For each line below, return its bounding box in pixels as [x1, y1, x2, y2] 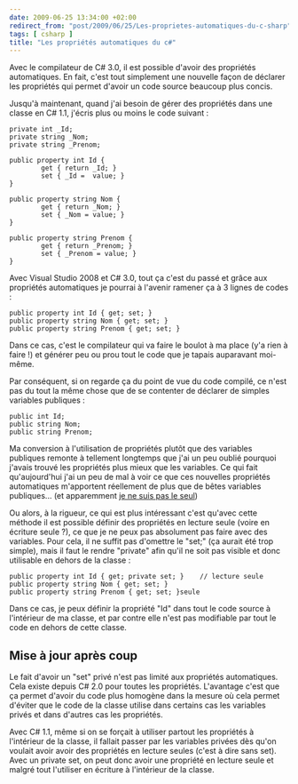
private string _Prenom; [9, 140, 101, 149]
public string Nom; [9, 420, 82, 429]
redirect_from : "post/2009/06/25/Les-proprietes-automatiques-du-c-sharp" [9, 21, 292, 30]
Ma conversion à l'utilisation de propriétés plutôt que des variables [9, 444, 253, 454]
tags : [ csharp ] [9, 29, 74, 38]
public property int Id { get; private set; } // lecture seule [9, 572, 264, 581]
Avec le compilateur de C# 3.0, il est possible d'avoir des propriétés [9, 62, 256, 73]
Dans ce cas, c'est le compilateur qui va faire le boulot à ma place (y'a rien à [9, 340, 288, 351]
